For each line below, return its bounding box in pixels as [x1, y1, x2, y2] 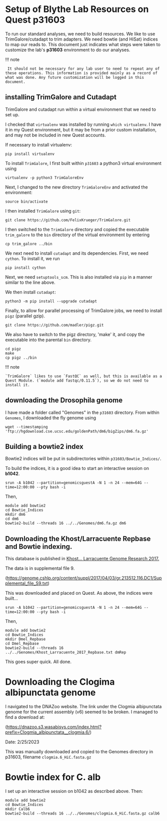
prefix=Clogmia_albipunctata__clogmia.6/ [5, 729, 90, 735]
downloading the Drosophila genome [5, 396, 123, 405]
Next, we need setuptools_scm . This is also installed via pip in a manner [5, 274, 152, 280]
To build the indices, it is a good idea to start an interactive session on [5, 465, 149, 471]
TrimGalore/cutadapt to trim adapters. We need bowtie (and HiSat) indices [5, 36, 158, 42]
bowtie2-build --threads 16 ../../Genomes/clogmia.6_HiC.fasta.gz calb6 [5, 811, 160, 816]
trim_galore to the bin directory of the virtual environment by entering [5, 232, 150, 238]
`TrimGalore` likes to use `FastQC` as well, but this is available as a [5, 374, 162, 379]
